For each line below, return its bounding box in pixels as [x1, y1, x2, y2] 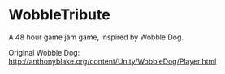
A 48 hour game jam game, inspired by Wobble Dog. [8, 32, 184, 42]
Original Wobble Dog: [8, 47, 80, 57]
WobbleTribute [8, 6, 111, 24]
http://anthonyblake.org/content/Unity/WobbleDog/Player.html [8, 56, 217, 66]
